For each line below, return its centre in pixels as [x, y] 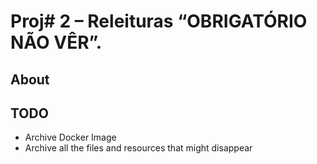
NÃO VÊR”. [56, 42]
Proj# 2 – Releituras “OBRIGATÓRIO [159, 21]
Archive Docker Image [70, 137]
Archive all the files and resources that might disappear [138, 148]
